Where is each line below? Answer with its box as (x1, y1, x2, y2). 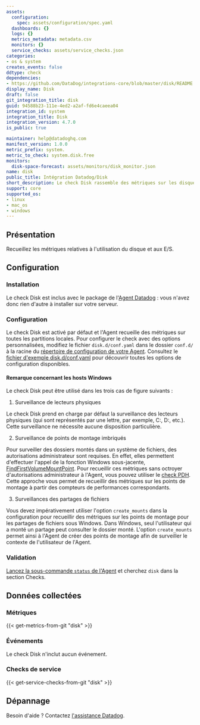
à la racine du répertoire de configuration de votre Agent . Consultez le (6, 348, 179, 355)
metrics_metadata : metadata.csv (11, 36, 92, 42)
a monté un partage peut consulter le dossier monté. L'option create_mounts (6, 526, 192, 533)
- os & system (6, 58, 42, 64)
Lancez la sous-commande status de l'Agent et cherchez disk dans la (6, 567, 179, 574)
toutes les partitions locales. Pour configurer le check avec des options (6, 335, 180, 342)
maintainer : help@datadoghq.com (6, 136, 86, 142)
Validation (6, 554, 37, 562)
